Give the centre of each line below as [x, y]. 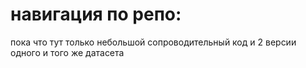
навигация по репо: [96, 14]
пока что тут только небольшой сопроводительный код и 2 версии [153, 42]
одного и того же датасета [67, 52]
